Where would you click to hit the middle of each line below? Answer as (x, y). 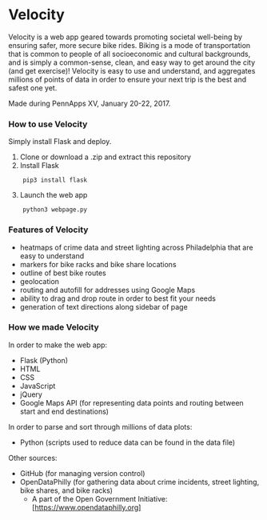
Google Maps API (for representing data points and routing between (132, 402)
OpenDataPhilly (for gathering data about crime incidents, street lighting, (139, 482)
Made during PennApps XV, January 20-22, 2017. (90, 103)
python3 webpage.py (55, 210)
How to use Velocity (48, 124)
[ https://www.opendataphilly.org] (86, 507)
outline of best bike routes (63, 273)
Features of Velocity (48, 230)
